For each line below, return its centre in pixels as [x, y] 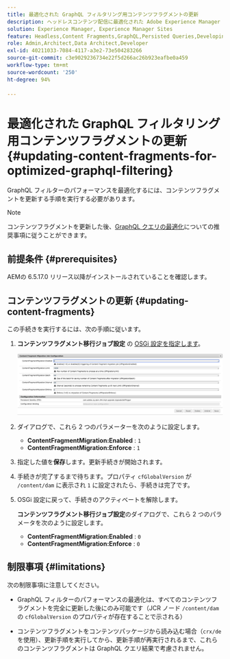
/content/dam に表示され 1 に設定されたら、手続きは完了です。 [105, 485]
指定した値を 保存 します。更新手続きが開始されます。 [91, 462]
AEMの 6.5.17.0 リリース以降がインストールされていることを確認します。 [109, 277]
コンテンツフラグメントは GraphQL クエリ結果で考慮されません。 [115, 648]
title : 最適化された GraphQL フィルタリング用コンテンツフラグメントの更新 [103, 14]
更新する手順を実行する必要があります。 [82, 199]
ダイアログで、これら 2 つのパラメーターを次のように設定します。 [110, 427]
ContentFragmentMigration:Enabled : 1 [84, 440]
